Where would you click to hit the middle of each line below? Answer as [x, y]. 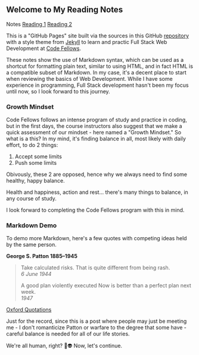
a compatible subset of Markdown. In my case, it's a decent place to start [96, 72]
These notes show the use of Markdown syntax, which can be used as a [95, 59]
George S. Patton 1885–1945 [42, 256]
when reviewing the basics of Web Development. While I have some [89, 78]
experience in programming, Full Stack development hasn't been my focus [97, 85]
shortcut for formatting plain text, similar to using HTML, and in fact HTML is [100, 66]
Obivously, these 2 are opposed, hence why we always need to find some [97, 174]
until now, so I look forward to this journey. [58, 91]
